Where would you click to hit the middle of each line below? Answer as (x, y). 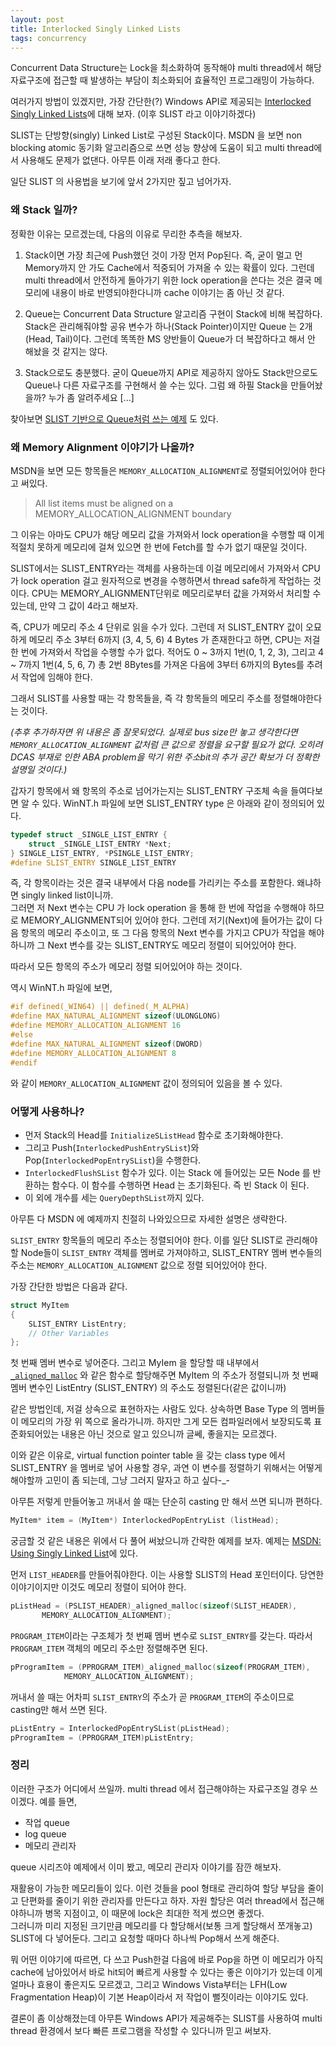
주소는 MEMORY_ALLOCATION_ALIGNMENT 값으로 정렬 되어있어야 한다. (139, 1265)
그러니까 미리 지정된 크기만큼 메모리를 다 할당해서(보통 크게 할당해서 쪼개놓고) (161, 1925)
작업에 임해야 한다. (56, 677)
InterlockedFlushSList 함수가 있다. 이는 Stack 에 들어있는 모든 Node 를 (167, 1172)
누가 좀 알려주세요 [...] (91, 397)
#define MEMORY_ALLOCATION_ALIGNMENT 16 (96, 1026)
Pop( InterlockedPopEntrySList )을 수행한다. (113, 1160)
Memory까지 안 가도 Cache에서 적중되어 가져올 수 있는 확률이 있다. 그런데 (169, 267)
